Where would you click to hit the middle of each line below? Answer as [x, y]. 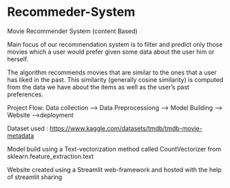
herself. [18, 59]
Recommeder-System [71, 12]
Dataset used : [28, 128]
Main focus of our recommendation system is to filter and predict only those [115, 44]
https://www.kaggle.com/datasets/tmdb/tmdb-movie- [126, 128]
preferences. [25, 94]
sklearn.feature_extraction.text [51, 156]
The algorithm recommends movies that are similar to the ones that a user [112, 72]
